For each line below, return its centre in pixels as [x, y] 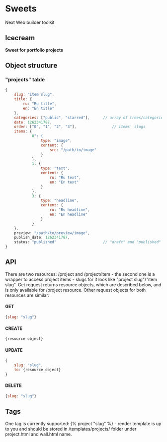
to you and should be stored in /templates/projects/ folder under [71, 429]
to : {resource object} [38, 370]
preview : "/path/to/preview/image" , [52, 233]
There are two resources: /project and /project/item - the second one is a [80, 274]
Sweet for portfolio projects [34, 50]
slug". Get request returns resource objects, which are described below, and [83, 284]
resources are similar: [27, 295]
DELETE [13, 385]
